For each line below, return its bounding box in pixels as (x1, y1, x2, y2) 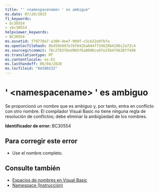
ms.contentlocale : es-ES (5, 57, 55, 62)
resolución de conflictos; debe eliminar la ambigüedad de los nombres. (5, 113, 147, 119)
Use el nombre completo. (12, 150, 63, 156)
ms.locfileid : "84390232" (5, 66, 57, 71)
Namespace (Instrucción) (12, 182, 63, 188)
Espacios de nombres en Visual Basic (12, 177, 88, 183)
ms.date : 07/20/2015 (5, 12, 47, 17)
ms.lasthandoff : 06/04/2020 (5, 61, 62, 66)
